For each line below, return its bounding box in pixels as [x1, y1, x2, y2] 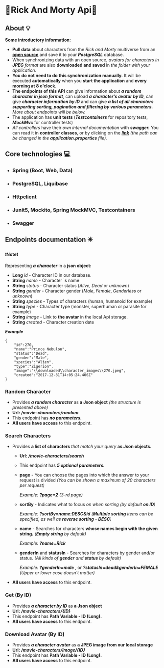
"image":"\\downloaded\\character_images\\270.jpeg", [14, 368, 126, 373]
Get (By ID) [5, 591, 32, 598]
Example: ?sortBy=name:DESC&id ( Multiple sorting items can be [19, 511, 153, 517]
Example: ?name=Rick [19, 540, 66, 546]
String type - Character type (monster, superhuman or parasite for [12, 303, 147, 309]
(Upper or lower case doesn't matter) [19, 570, 95, 576]
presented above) [12, 404, 48, 410]
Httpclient [12, 193, 37, 200]
